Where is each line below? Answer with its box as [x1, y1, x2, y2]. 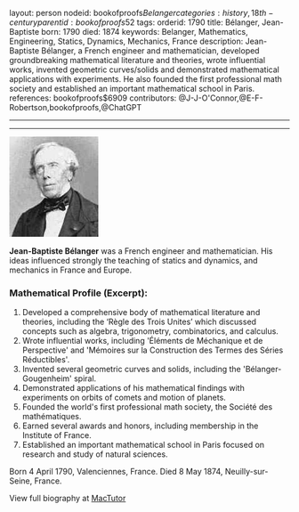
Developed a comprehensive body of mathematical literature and [21, 307, 261, 318]
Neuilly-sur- [224, 467, 269, 477]
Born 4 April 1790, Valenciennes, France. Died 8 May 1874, [9, 467, 223, 477]
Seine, [9, 475, 33, 486]
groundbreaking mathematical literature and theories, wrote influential [9, 55, 265, 65]
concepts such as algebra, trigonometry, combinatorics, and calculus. [21, 326, 279, 337]
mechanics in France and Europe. [9, 264, 133, 275]
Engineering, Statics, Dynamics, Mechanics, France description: [9, 36, 244, 46]
